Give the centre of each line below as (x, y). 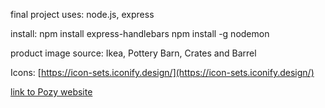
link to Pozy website (51, 92)
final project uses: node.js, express (82, 14)
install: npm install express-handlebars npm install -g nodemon (140, 33)
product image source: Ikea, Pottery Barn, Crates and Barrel (133, 53)
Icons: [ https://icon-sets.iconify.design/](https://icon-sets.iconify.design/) (162, 72)
